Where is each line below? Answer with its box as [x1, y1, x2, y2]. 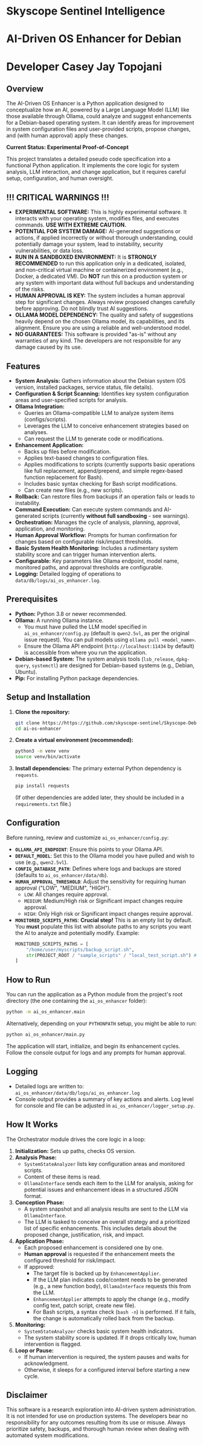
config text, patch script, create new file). [33, 1301, 136, 1309]
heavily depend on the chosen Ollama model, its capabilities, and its [14, 318, 184, 325]
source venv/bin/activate [14, 754, 80, 760]
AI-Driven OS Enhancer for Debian [6, 32, 182, 46]
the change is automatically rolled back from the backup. [33, 1314, 175, 1321]
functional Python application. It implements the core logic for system [6, 162, 179, 169]
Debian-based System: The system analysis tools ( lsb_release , [14, 655, 175, 663]
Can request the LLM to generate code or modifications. [24, 435, 164, 442]
